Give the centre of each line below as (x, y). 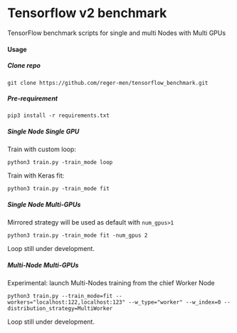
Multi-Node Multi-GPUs (43, 265)
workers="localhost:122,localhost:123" (67, 302)
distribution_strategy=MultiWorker (60, 309)
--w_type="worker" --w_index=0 (175, 302)
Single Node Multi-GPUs (44, 205)
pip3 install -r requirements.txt (59, 116)
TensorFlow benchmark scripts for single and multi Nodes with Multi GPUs (117, 33)
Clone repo (24, 66)
